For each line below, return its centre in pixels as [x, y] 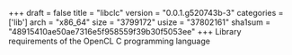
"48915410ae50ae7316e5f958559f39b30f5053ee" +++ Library [125, 31]
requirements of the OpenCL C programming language [109, 41]
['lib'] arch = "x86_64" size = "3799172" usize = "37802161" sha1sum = [140, 22]
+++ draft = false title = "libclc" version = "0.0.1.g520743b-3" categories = [146, 13]
